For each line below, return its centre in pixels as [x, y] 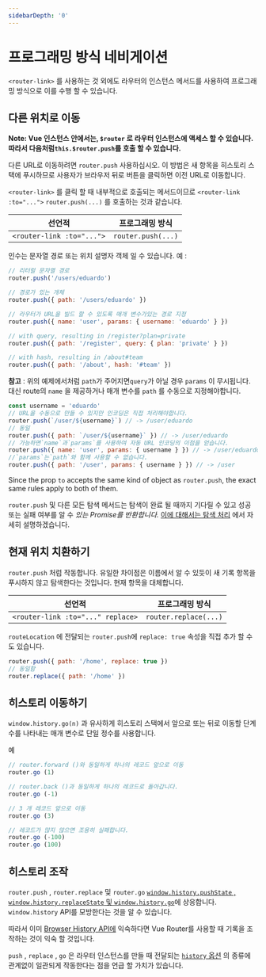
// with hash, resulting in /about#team [76, 357]
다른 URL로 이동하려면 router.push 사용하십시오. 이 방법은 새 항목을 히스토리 [127, 165]
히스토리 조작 [38, 871]
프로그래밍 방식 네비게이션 [88, 57]
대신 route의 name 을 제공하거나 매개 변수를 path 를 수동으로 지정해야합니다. [125, 391]
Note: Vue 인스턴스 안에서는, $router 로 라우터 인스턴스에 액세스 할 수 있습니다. [131, 139]
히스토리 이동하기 [48, 702]
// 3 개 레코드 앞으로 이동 [47, 808]
